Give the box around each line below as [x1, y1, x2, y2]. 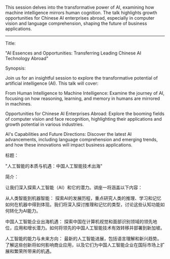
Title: [5, 40, 16, 46]
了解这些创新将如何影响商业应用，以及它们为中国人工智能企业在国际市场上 [5, 242, 160, 248]
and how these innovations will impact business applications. [5, 142, 133, 148]
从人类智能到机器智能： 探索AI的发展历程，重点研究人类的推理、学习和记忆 [5, 195, 162, 201]
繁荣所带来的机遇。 [14, 248, 54, 254]
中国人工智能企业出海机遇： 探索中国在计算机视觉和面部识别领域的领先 [5, 219, 153, 224]
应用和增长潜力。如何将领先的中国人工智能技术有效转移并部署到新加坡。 [14, 225, 165, 231]
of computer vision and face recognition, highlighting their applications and [5, 116, 162, 122]
